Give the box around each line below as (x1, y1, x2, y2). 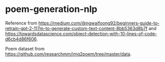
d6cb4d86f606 (5, 36, 36, 42)
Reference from (5, 20, 37, 26)
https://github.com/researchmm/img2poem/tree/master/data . (5, 51, 131, 57)
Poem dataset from (5, 45, 45, 51)
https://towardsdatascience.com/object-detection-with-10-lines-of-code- (5, 30, 157, 36)
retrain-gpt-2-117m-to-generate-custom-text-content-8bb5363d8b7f (5, 25, 147, 31)
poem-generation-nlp (5, 3, 97, 15)
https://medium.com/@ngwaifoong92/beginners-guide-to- (38, 20, 160, 26)
